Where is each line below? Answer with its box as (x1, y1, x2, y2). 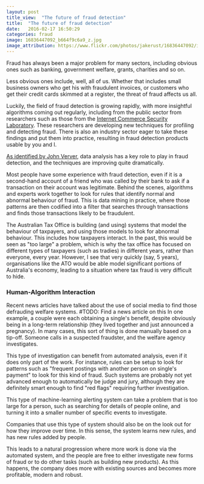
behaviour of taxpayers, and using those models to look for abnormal (6, 227, 179, 235)
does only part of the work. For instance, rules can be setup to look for (6, 358, 183, 366)
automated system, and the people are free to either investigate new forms (6, 452, 193, 459)
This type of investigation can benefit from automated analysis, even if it (6, 352, 187, 360)
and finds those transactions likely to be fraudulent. (6, 209, 135, 217)
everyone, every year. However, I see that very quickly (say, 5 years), (6, 253, 179, 261)
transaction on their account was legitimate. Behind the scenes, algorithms (6, 183, 193, 191)
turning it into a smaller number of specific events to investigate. (6, 409, 168, 416)
